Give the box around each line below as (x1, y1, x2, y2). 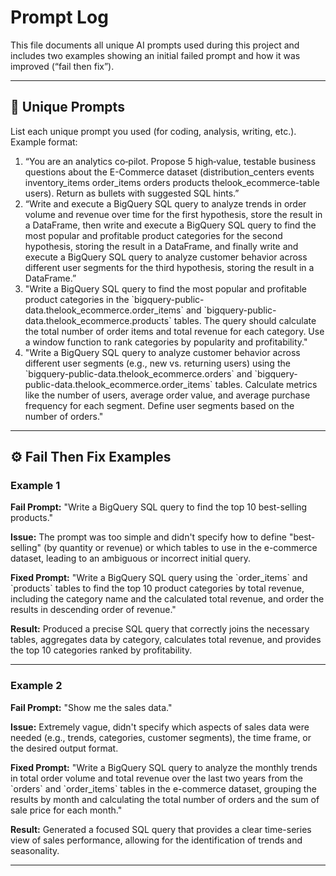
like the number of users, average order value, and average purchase (24, 389, 311, 401)
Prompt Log (10, 6, 109, 29)
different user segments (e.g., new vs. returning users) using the (24, 357, 291, 369)
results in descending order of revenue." (10, 604, 177, 616)
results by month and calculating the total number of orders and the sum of (10, 793, 320, 805)
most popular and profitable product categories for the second (24, 229, 283, 241)
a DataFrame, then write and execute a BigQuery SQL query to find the (24, 219, 317, 231)
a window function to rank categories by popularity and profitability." (24, 336, 308, 348)
